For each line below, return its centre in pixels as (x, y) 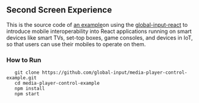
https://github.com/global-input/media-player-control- (115, 73)
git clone (27, 73)
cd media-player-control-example (57, 83)
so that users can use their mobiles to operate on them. (76, 44)
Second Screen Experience (59, 10)
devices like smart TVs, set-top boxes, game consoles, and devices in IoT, (99, 37)
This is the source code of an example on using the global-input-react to (97, 24)
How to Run (24, 60)
